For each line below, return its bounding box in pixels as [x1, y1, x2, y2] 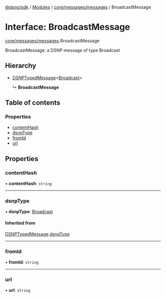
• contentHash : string [5, 181, 52, 186]
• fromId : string [5, 259, 39, 265]
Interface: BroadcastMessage [5, 22, 130, 33]
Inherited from [5, 220, 36, 226]
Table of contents [5, 99, 60, 107]
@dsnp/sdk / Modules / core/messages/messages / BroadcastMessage [5, 4, 152, 10]
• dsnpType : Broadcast [5, 209, 53, 215]
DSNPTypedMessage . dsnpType [5, 231, 70, 237]
